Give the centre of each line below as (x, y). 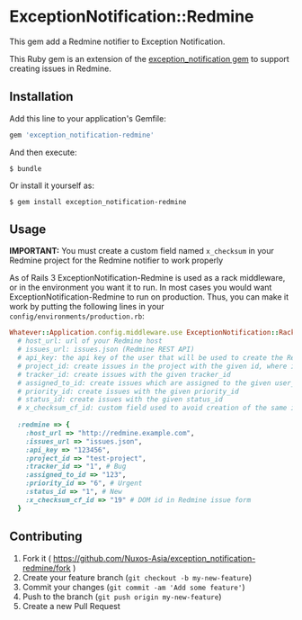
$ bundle (26, 168)
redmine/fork (47, 568)
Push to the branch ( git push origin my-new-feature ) (122, 597)
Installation (41, 97)
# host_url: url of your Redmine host (90, 341)
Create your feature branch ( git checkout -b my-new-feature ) (137, 577)
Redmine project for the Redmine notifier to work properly (116, 261)
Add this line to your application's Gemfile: (88, 118)
